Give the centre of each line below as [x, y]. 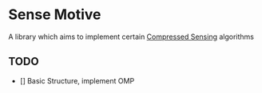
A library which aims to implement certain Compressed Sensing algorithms [131, 37]
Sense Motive [55, 15]
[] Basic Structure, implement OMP [77, 80]
